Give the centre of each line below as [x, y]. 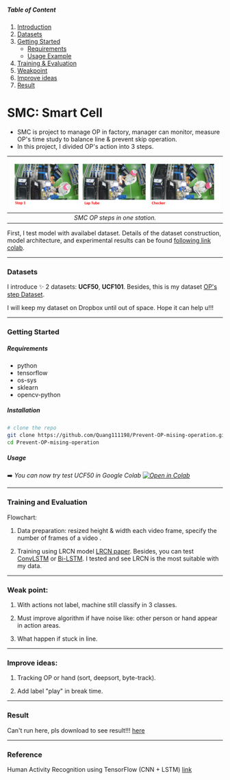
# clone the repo [32, 428]
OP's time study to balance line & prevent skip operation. [97, 139]
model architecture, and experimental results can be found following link [109, 240]
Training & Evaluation [47, 63]
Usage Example [49, 56]
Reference [25, 755]
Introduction [34, 27]
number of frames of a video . [59, 538]
